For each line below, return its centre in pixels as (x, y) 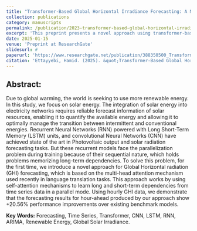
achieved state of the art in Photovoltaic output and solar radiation (86, 142)
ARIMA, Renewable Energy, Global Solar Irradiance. (68, 222)
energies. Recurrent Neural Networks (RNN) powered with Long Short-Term (98, 130)
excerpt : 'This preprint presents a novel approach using (78, 33)
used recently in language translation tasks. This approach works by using (96, 179)
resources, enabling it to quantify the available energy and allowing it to (92, 117)
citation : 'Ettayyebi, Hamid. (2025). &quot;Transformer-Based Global (94, 60)
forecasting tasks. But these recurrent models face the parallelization (89, 148)
